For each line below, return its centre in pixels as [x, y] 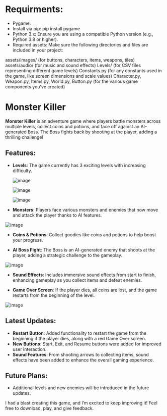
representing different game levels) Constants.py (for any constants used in [83, 70]
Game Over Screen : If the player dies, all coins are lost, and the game [85, 290]
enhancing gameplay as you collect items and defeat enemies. [77, 280]
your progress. [28, 240]
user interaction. [29, 349]
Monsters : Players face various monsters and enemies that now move [85, 210]
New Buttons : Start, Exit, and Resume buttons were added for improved [87, 344]
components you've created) [35, 86]
